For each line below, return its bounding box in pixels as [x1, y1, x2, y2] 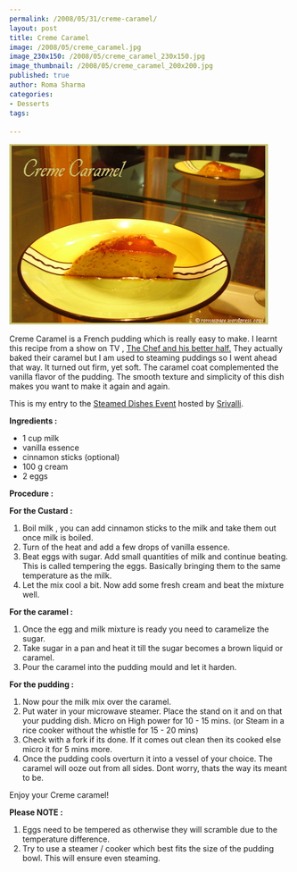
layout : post [9, 23, 58, 33]
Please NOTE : [9, 807, 63, 817]
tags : [9, 108, 29, 118]
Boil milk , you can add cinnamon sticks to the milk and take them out [21, 523, 276, 533]
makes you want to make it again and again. [9, 381, 171, 392]
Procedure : [9, 488, 54, 499]
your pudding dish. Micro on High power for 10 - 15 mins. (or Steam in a [21, 716, 285, 726]
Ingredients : [9, 415, 58, 426]
